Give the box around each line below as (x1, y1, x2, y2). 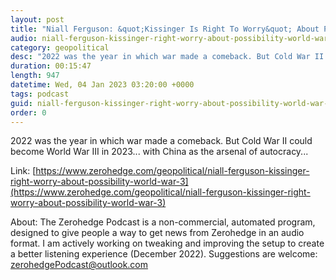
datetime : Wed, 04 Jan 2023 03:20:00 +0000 (10, 80, 195, 90)
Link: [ (10, 165, 37, 177)
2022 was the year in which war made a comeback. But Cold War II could (10, 135, 313, 147)
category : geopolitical (10, 42, 110, 53)
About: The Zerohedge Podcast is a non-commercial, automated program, (10, 216, 316, 228)
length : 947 (10, 71, 60, 81)
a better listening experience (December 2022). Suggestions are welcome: (10, 248, 318, 260)
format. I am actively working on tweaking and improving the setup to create (10, 237, 325, 250)
